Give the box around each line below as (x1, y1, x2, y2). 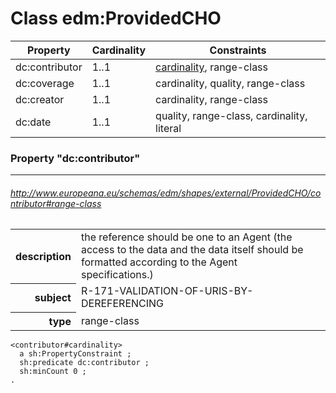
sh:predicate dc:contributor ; (19, 357, 150, 367)
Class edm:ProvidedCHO (10, 7, 222, 30)
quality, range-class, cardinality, (155, 108, 308, 122)
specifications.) (80, 268, 154, 282)
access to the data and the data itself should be (80, 243, 304, 257)
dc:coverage (15, 76, 75, 90)
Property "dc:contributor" (10, 151, 141, 165)
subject (34, 291, 72, 305)
